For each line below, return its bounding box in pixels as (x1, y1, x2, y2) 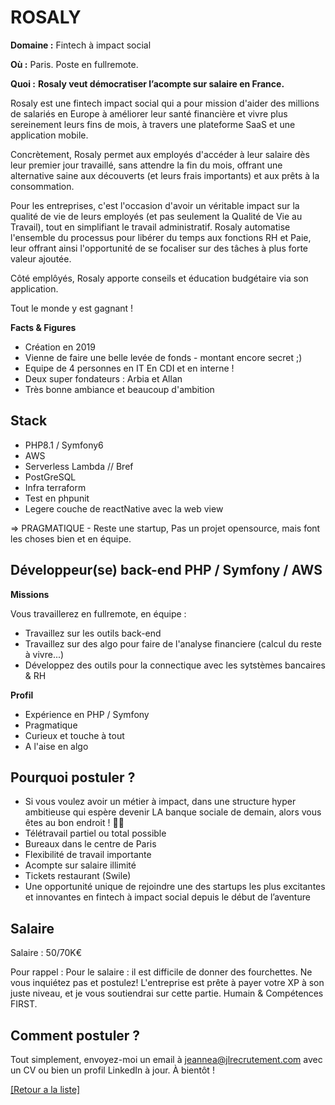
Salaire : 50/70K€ (10, 947, 83, 959)
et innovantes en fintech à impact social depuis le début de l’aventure (24, 891, 311, 903)
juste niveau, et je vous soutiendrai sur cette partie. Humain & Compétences (10, 987, 324, 1000)
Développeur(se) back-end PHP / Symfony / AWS (10, 562, 323, 579)
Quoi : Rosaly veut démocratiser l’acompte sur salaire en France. (10, 77, 285, 90)
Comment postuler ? (10, 1027, 141, 1044)
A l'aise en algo (24, 740, 89, 752)
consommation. (10, 180, 75, 192)
